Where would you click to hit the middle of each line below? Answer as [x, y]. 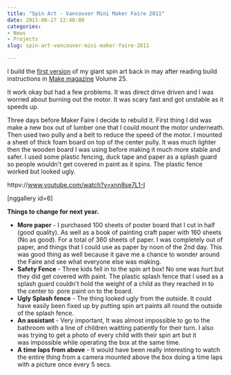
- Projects [23, 39]
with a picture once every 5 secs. [64, 364]
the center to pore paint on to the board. [75, 291]
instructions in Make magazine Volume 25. [67, 79]
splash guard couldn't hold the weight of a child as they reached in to [115, 283]
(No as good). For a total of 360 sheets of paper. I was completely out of [120, 240]
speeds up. [23, 107]
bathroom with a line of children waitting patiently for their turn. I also [115, 328]
